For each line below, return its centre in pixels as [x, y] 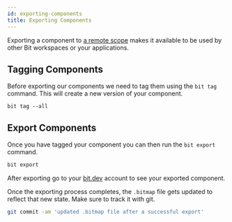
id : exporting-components [45, 14]
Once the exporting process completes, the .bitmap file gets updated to [110, 192]
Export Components [52, 127]
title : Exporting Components [49, 20]
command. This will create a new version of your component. [95, 94]
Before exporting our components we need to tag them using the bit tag [112, 86]
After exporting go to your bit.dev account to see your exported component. [116, 178]
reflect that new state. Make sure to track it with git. [81, 199]
